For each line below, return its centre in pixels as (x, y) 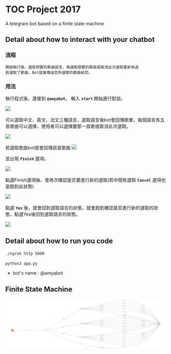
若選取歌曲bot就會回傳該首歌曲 (38, 147)
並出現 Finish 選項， (27, 158)
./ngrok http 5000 (25, 253)
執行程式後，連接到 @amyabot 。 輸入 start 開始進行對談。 (65, 98)
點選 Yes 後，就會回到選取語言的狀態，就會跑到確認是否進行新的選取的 (80, 208)
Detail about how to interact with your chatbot (80, 40)
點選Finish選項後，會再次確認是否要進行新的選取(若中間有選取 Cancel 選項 (83, 180)
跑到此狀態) (22, 186)
